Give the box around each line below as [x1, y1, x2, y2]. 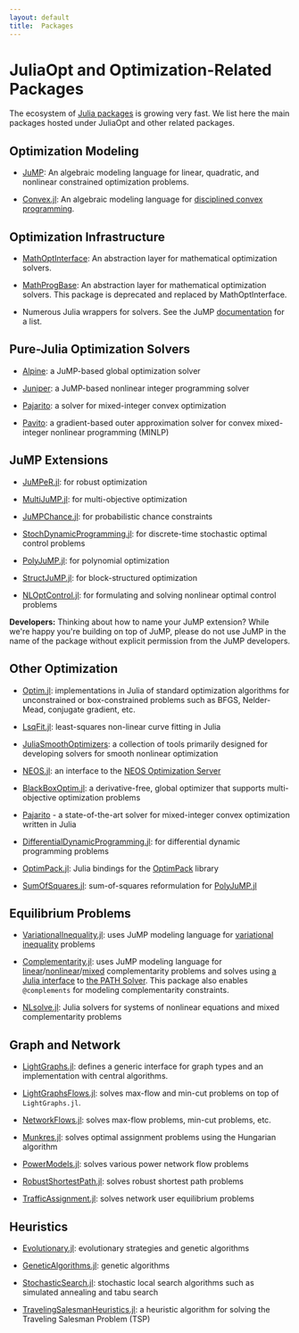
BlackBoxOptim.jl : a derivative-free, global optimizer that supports [21, 782, 266, 793]
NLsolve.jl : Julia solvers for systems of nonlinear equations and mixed [21, 1002, 279, 1013]
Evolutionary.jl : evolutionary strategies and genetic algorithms [21, 1242, 250, 1254]
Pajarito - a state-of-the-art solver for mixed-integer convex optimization [21, 809, 290, 820]
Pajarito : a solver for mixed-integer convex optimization [21, 400, 227, 410]
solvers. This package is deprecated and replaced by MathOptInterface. [21, 289, 287, 300]
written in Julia [21, 818, 77, 830]
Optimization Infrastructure [9, 229, 165, 244]
